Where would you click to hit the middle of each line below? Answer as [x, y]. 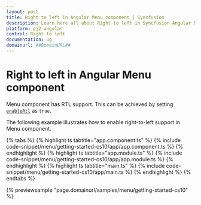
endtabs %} [21, 178]
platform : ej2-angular [34, 28]
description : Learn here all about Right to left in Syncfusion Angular [99, 23]
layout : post [22, 12]
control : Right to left [36, 34]
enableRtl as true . [29, 110]
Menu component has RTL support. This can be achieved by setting [90, 104]
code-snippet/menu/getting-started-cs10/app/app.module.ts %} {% [90, 159]
